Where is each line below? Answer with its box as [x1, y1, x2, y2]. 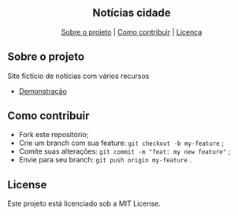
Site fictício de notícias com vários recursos [7, 71, 150, 80]
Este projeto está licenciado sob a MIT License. [7, 199, 161, 208]
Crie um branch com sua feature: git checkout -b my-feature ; [18, 138, 224, 148]
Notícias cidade [92, 6, 171, 20]
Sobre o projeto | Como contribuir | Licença [61, 27, 203, 36]
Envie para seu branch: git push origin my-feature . [18, 155, 192, 165]
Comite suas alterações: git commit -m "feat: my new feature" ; [18, 147, 231, 156]
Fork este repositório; [18, 130, 89, 140]
